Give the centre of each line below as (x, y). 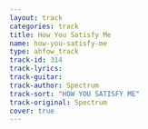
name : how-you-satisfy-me (58, 43)
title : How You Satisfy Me (60, 35)
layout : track (36, 18)
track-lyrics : (36, 69)
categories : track (44, 26)
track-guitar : (36, 77)
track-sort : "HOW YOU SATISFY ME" (75, 94)
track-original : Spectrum (58, 102)
